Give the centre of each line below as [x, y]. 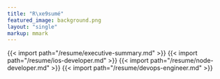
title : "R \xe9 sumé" [36, 14]
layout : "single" [32, 27]
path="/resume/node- [182, 61]
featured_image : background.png [54, 20]
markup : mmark [28, 33]
